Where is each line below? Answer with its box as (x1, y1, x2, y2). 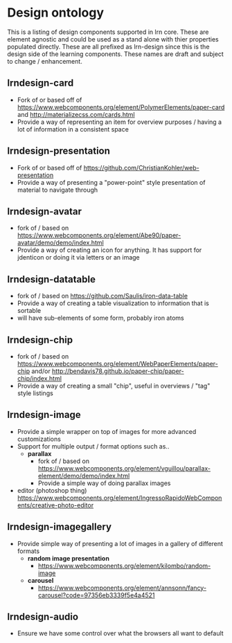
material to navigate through (17, 185, 98, 194)
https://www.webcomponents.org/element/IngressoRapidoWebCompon (17, 493, 222, 502)
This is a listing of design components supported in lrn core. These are (7, 28, 209, 36)
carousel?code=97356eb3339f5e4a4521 (37, 590, 155, 599)
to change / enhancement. (7, 57, 83, 65)
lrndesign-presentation (7, 145, 111, 157)
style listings (17, 389, 53, 397)
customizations (17, 435, 61, 443)
